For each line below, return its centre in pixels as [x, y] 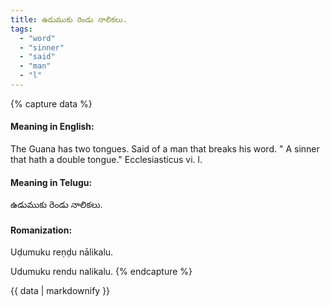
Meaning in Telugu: [51, 182]
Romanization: [41, 230]
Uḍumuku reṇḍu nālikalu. [62, 252]
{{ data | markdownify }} [60, 291]
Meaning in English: [52, 127]
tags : [21, 29]
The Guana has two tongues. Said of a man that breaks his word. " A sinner [165, 149]
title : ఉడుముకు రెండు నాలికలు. [69, 19]
